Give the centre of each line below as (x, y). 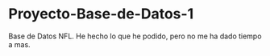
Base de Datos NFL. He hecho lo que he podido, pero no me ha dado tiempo (135, 36)
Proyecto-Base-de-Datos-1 (101, 14)
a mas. (19, 44)
